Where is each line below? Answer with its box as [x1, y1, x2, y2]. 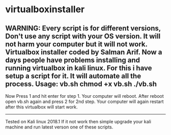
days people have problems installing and [5, 56, 140, 64]
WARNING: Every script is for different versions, [5, 24, 161, 33]
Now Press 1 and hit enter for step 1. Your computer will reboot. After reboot [5, 93, 164, 99]
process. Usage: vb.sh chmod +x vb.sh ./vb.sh [5, 79, 157, 88]
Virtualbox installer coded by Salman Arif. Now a [5, 47, 162, 57]
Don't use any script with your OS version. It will [5, 32, 161, 40]
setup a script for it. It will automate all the [5, 71, 141, 80]
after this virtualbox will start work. [5, 104, 78, 110]
